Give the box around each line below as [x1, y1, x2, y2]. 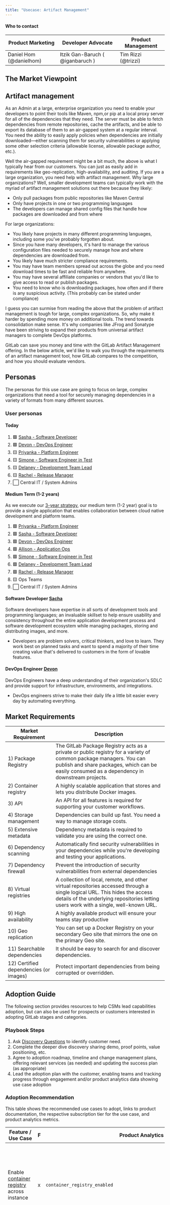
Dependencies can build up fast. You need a [55, 811, 161, 818]
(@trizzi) [119, 57, 141, 64]
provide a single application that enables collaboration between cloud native [5, 508, 164, 514]
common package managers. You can [55, 755, 146, 762]
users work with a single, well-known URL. [55, 902, 157, 909]
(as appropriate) [12, 1065, 47, 1071]
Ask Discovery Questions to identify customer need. [12, 1038, 121, 1044]
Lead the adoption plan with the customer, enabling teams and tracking [12, 1071, 161, 1077]
